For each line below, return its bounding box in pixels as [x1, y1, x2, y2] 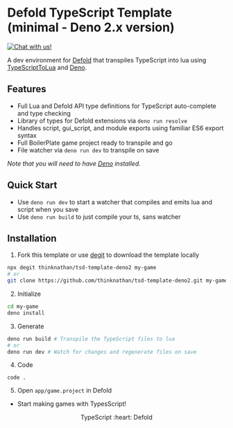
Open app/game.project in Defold [17, 386, 112, 395]
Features [7, 83, 46, 95]
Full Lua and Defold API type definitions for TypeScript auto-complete [17, 102, 216, 110]
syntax [17, 131, 37, 139]
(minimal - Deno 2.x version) [7, 19, 175, 35]
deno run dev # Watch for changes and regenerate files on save [7, 348, 197, 355]
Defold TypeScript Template [7, 5, 172, 21]
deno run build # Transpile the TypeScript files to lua [7, 335, 175, 342]
